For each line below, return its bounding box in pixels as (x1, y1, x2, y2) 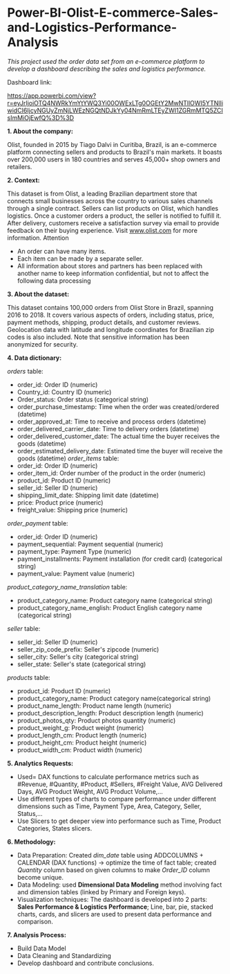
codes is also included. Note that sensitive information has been (7, 333, 190, 341)
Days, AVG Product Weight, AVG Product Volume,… (17, 787, 164, 795)
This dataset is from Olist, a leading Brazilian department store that (7, 189, 198, 198)
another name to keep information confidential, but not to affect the (17, 269, 209, 277)
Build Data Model (17, 944, 67, 953)
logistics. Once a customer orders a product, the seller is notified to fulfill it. (7, 211, 222, 220)
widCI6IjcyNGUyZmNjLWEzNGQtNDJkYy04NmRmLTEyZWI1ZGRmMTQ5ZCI (7, 106, 223, 114)
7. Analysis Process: (7, 930, 67, 939)
